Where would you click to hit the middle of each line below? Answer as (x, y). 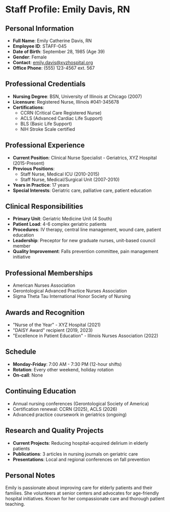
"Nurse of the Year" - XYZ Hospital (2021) (57, 325)
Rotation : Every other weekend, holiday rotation (63, 369)
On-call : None (28, 375)
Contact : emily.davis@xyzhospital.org (53, 62)
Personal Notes (30, 475)
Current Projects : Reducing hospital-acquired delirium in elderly (80, 443)
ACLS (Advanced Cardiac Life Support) (62, 118)
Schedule (21, 352)
